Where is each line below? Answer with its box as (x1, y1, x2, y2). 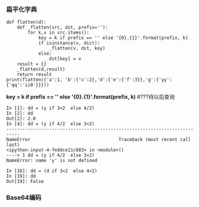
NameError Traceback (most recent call (6, 136, 191, 143)
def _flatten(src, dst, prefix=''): (17, 25, 109, 31)
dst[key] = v (48, 56, 82, 62)
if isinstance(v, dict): (38, 40, 100, 46)
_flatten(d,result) (17, 66, 66, 72)
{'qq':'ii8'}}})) (6, 82, 50, 88)
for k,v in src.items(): (27, 30, 90, 36)
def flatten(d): (6, 19, 47, 25)
